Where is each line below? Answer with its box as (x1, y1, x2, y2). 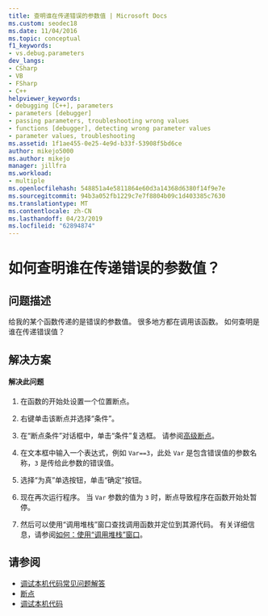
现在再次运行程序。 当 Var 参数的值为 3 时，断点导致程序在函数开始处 (19, 492, 250, 501)
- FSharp (8, 79, 38, 87)
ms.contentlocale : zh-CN (8, 207, 92, 215)
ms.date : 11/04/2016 (8, 27, 78, 35)
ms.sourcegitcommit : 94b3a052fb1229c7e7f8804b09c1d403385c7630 (8, 191, 226, 200)
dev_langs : (8, 57, 45, 65)
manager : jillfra (8, 162, 67, 170)
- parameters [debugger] (8, 110, 92, 118)
